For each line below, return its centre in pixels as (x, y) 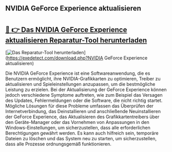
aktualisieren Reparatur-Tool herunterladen (76, 40)
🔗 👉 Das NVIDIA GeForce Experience (66, 29)
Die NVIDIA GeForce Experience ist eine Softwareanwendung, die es (78, 73)
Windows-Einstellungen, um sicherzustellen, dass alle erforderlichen (78, 128)
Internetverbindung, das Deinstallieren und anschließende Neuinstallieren (83, 111)
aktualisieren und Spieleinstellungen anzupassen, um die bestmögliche (80, 84)
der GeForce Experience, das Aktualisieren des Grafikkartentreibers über (82, 117)
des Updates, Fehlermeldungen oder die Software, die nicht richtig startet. (84, 100)
